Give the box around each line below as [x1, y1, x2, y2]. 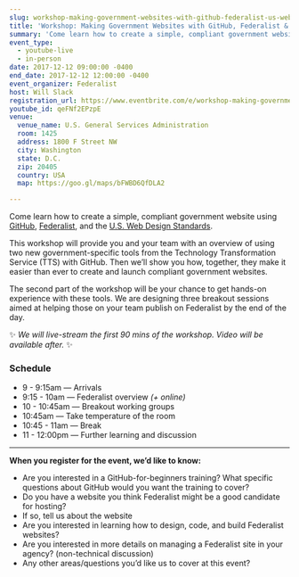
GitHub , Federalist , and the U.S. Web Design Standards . [9, 220, 214, 232]
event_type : [9, 37, 53, 47]
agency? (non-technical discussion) [21, 548, 154, 559]
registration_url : [9, 95, 77, 105]
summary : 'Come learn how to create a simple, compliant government [9, 29, 269, 38]
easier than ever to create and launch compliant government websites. [9, 267, 269, 277]
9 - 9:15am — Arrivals [21, 383, 102, 393]
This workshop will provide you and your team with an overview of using [9, 238, 275, 249]
